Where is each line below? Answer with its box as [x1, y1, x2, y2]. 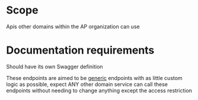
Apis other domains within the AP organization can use [6, 23, 140, 30]
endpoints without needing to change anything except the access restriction [6, 86, 193, 94]
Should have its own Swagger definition [6, 63, 103, 70]
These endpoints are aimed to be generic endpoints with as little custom [6, 74, 183, 81]
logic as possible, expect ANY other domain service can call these [6, 81, 168, 88]
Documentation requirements [6, 44, 155, 57]
